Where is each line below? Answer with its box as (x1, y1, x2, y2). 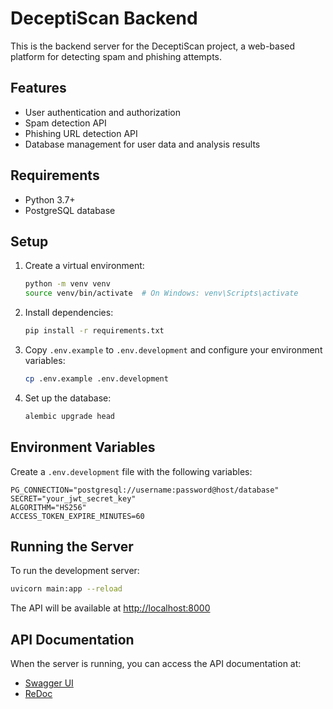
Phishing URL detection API (24, 127, 138, 139)
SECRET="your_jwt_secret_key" (10, 493, 137, 504)
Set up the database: (24, 392, 112, 404)
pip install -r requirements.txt (24, 326, 165, 336)
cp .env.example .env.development (24, 374, 169, 384)
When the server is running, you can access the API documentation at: (10, 658, 302, 670)
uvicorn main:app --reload (10, 584, 123, 594)
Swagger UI (24, 677, 74, 689)
